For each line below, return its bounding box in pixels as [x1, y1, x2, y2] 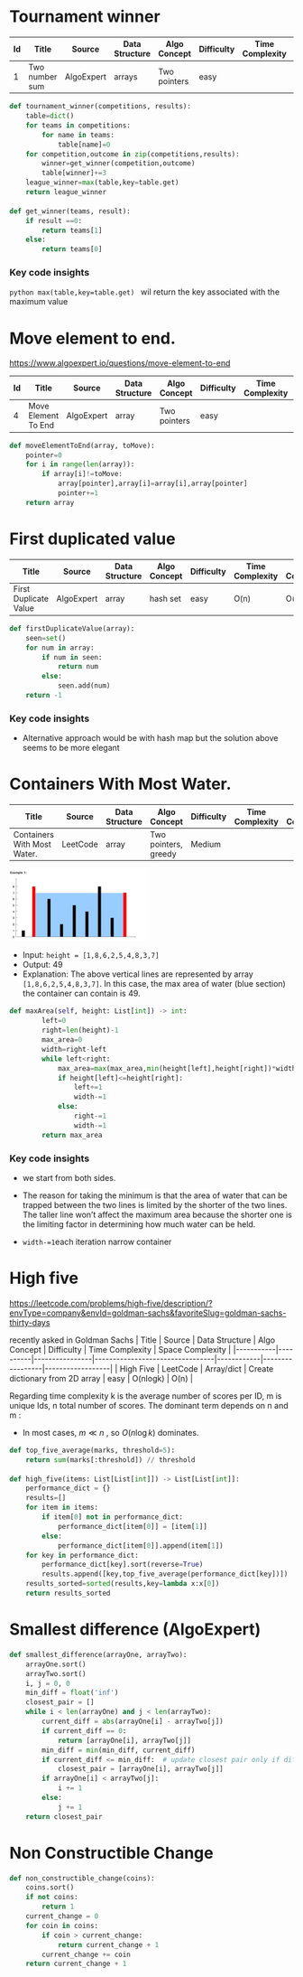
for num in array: [25, 643, 95, 652]
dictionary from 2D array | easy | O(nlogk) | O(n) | [9, 1373, 194, 1383]
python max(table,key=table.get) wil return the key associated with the [9, 286, 280, 297]
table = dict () [25, 111, 75, 121]
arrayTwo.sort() [25, 1669, 87, 1678]
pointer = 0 [25, 450, 63, 460]
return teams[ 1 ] [41, 226, 103, 235]
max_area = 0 [41, 1035, 83, 1045]
